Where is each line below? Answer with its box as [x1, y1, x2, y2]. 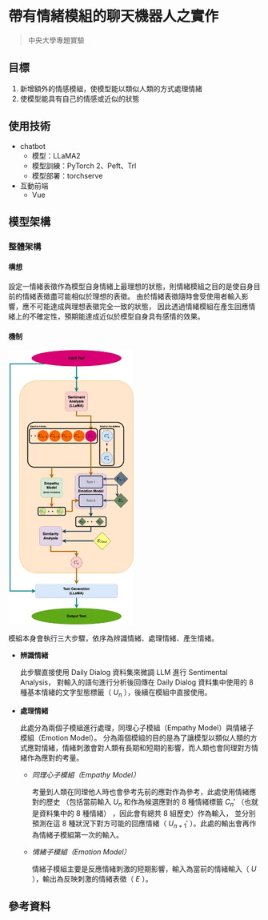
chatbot [19, 141, 46, 151]
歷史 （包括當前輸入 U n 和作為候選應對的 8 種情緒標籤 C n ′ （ [46, 797, 245, 809]
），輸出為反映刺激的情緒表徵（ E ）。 [31, 874, 153, 883]
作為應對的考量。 [26, 753, 84, 763]
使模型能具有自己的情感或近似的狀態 [19, 94, 140, 103]
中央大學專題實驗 [27, 35, 85, 45]
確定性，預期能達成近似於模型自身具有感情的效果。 [35, 311, 205, 321]
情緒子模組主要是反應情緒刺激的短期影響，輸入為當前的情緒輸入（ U [31, 864, 257, 874]
